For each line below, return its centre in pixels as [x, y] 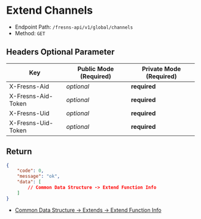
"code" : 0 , [31, 171]
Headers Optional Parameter [60, 52]
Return [19, 152]
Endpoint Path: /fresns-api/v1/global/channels [74, 27]
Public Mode [96, 69]
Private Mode [161, 69]
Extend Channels [50, 10]
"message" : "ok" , [39, 177]
